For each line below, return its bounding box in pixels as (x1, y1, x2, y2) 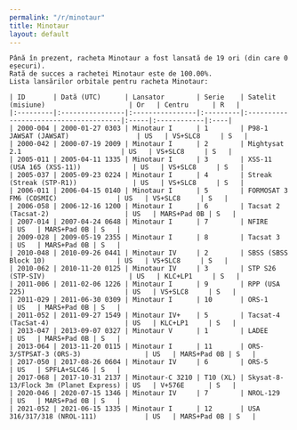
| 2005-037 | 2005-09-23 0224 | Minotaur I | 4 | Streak (9, 171, 273, 180)
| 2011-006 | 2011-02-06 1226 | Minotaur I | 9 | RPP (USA (9, 280, 280, 289)
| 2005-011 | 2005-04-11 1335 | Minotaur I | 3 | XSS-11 (9, 155, 273, 165)
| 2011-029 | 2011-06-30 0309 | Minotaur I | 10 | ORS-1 (9, 296, 269, 304)
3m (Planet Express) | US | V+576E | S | (44, 381, 237, 390)
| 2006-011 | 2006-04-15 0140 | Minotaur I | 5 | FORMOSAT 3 (9, 186, 289, 196)
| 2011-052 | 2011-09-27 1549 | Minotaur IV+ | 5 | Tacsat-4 (9, 311, 280, 320)
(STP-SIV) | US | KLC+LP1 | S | (9, 272, 241, 281)
